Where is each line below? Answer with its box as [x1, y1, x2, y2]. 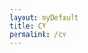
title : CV [9, 22, 47, 31]
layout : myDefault [9, 13, 79, 22]
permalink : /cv [9, 30, 67, 39]
